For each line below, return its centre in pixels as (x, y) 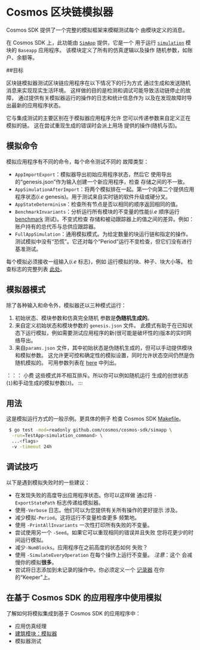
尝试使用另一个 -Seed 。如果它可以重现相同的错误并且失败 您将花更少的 (101, 532)
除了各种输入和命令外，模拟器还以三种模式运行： (66, 305)
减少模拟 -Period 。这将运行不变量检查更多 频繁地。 (77, 517)
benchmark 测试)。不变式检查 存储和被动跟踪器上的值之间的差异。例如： (104, 219)
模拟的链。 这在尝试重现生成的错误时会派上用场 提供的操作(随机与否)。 (93, 125)
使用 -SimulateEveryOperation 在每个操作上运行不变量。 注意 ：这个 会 (101, 554)
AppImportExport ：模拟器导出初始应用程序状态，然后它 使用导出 (93, 174)
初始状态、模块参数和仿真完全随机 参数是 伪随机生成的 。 (84, 318)
